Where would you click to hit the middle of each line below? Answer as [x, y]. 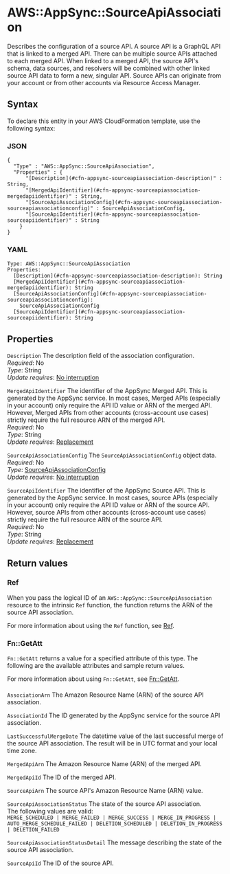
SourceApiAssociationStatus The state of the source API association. [104, 804]
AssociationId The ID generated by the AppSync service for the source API [114, 715]
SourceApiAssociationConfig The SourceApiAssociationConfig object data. [112, 456]
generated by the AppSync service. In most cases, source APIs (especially [113, 498]
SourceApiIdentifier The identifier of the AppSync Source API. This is [106, 491]
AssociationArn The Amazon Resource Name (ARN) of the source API [105, 695]
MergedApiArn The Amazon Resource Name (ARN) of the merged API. [105, 763]
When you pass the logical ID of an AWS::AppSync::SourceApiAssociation [110, 597]
